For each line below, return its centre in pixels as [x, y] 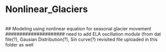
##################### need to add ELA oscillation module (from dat [83, 34]
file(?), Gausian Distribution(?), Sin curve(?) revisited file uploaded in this [81, 39]
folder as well [19, 44]
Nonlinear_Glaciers [47, 9]
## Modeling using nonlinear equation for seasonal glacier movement [78, 28]
